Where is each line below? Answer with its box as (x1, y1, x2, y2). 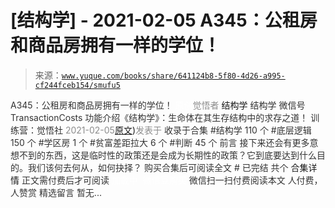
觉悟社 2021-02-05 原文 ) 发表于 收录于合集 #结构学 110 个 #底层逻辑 (36, 124, 312, 136)
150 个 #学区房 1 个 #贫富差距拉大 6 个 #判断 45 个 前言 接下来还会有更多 (10, 136, 310, 148)
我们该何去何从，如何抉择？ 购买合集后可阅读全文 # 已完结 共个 (27, 161, 289, 173)
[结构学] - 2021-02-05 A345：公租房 (10, 9, 318, 32)
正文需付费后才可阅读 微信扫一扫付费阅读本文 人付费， (21, 174, 323, 186)
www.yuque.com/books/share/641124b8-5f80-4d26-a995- (61, 71, 286, 81)
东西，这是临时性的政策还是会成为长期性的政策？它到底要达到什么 (44, 149, 317, 161)
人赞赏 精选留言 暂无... (10, 186, 102, 198)
